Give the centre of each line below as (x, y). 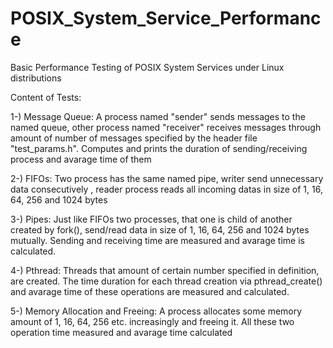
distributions (36, 78)
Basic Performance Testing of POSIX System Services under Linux (147, 67)
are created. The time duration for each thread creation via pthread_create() (166, 281)
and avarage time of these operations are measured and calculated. (150, 291)
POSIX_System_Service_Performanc (166, 18)
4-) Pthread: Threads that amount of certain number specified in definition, (165, 270)
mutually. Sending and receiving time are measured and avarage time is (157, 240)
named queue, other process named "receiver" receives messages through (166, 127)
